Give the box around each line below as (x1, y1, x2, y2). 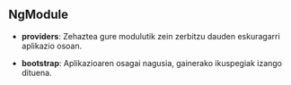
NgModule (8, 7, 69, 22)
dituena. (21, 67, 52, 78)
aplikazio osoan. (21, 40, 83, 51)
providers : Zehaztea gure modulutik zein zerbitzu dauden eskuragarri (21, 30, 280, 41)
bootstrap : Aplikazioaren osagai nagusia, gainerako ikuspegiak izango (21, 57, 283, 68)
